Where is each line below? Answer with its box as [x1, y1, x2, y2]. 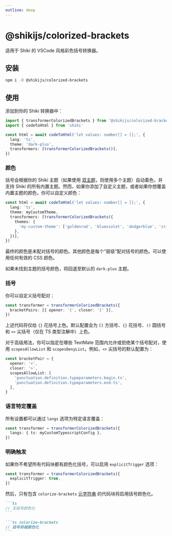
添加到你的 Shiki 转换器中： [5, 108, 63, 114]
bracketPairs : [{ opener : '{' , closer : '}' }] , [10, 307, 114, 312]
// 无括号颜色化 [5, 506, 35, 511]
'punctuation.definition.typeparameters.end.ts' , [14, 380, 123, 385]
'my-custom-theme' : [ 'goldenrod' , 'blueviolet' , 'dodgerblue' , [18, 224, 157, 229]
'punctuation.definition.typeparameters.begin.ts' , [14, 375, 127, 380]
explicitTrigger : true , [10, 476, 60, 481]
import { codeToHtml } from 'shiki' [5, 123, 83, 128]
